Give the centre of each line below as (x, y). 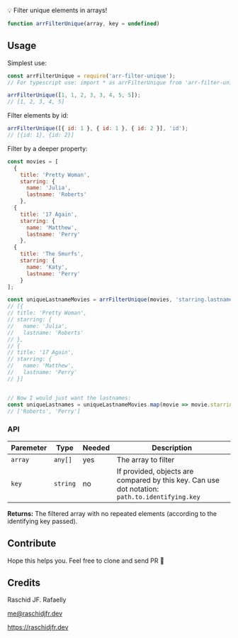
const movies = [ (33, 161)
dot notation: (138, 489)
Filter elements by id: (38, 116)
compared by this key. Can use (168, 480)
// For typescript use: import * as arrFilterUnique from (95, 82)
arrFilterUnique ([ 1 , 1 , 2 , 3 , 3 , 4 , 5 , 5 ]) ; (74, 95)
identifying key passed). (42, 521)
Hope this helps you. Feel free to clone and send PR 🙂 (86, 561)
